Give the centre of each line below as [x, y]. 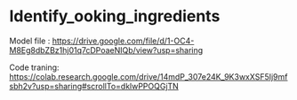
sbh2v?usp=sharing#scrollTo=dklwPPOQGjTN [94, 86]
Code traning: [34, 67]
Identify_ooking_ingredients [115, 16]
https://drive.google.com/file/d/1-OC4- [123, 41]
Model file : [30, 41]
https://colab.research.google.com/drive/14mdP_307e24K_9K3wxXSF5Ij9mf [148, 76]
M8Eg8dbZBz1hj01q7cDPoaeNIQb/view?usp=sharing [106, 50]
